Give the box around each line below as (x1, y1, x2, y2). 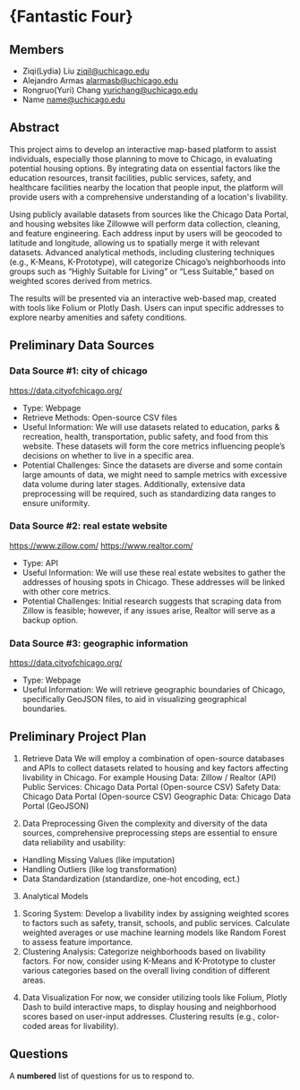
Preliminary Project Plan (9, 729, 147, 744)
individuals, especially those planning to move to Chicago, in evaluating (9, 153, 273, 164)
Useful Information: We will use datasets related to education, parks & (21, 421, 280, 432)
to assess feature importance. (21, 936, 133, 947)
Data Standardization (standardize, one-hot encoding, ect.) (21, 873, 240, 884)
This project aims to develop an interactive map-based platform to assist (9, 143, 277, 154)
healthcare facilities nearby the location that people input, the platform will (9, 182, 284, 193)
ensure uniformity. (21, 497, 90, 508)
